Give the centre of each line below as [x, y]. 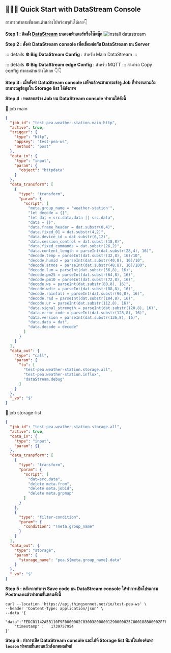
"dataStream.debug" [44, 379]
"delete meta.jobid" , [51, 488]
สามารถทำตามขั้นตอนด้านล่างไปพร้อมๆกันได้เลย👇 [46, 22]
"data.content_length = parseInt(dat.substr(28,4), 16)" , [91, 251]
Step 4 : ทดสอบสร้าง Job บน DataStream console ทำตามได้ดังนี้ [66, 98]
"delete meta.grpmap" [51, 494]
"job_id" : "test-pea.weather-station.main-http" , [63, 123]
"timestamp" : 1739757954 [44, 626]
